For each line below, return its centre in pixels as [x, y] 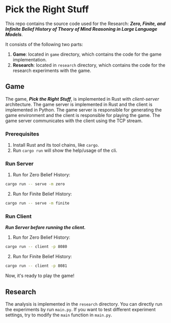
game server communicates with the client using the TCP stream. [74, 121]
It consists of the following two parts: [44, 44]
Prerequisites [22, 134]
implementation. [30, 59]
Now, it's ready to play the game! [40, 276]
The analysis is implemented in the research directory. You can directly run [84, 304]
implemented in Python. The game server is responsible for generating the [83, 110]
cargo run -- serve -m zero [35, 184]
